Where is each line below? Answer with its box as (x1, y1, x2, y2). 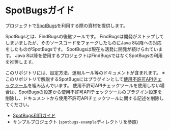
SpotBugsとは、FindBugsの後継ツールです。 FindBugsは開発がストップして (5, 33, 164, 39)
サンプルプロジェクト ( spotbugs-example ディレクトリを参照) (12, 118, 138, 125)
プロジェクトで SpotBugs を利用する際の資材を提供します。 (5, 22, 128, 29)
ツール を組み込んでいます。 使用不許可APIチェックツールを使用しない (14, 82, 160, 88)
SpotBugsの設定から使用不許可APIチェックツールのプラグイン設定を (18, 89, 162, 95)
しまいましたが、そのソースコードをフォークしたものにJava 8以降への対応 (5, 39, 162, 46)
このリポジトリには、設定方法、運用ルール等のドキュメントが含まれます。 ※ (5, 69, 165, 75)
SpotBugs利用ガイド (12, 112, 56, 118)
